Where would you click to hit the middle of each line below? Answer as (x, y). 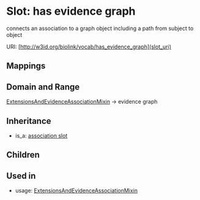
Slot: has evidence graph (71, 11)
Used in (21, 176)
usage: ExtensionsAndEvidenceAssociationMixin (76, 191)
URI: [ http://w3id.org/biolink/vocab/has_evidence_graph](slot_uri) (89, 47)
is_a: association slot (41, 136)
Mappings (26, 66)
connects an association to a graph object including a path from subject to (100, 28)
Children (23, 155)
